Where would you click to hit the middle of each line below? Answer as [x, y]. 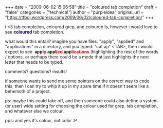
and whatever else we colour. [35, 111]
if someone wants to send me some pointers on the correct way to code [77, 81]
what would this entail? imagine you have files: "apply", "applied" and [74, 41]
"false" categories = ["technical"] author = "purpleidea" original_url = [74, 12]
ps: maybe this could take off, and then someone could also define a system [81, 101]
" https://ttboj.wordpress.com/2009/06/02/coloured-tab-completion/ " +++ [80, 17]
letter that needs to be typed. [34, 62]
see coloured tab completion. [35, 32]
